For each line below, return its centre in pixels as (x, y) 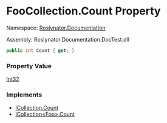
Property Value (29, 66)
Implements (24, 95)
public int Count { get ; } (40, 50)
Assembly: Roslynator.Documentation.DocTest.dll (68, 39)
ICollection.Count (37, 108)
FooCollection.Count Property (83, 11)
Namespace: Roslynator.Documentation (56, 28)
